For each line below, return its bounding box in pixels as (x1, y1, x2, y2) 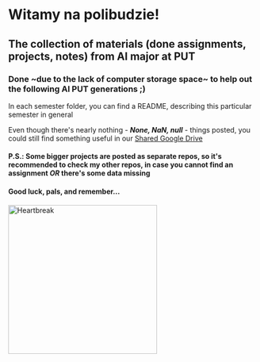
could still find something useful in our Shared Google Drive (8, 133, 204, 143)
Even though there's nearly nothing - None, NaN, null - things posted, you (8, 125, 251, 134)
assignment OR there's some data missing (8, 168, 151, 178)
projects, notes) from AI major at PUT (8, 49, 196, 63)
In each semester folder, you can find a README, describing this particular (8, 101, 252, 110)
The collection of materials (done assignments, (8, 37, 247, 51)
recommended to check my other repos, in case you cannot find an (8, 160, 234, 170)
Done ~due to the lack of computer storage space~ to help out (8, 73, 252, 84)
